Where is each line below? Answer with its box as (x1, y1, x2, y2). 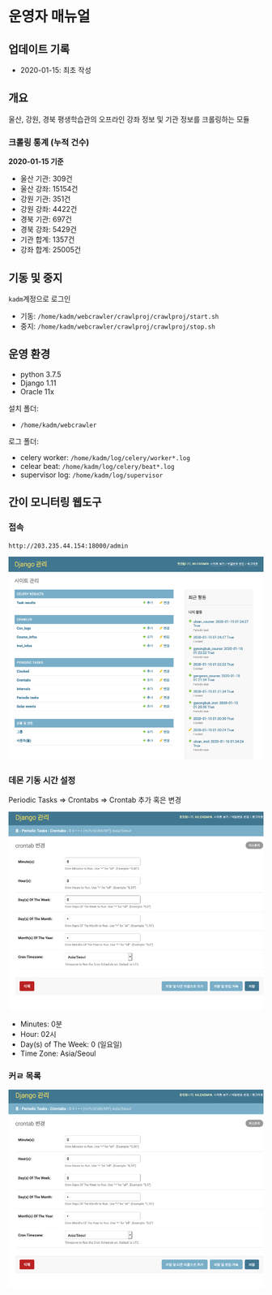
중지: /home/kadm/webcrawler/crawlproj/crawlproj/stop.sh (19, 321, 216, 331)
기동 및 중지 (8, 271, 63, 285)
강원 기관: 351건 (19, 194, 71, 204)
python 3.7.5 (19, 369, 62, 379)
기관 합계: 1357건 (19, 234, 75, 244)
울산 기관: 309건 (19, 174, 73, 183)
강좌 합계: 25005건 (19, 245, 81, 255)
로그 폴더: (8, 436, 39, 446)
